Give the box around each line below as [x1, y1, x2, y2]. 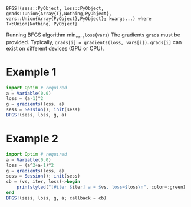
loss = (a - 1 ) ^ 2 [6, 96, 44, 102]
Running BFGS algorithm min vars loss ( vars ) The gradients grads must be [6, 31, 181, 39]
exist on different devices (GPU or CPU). [6, 45, 104, 52]
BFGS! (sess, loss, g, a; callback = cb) [6, 195, 107, 201]
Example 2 [6, 132, 59, 145]
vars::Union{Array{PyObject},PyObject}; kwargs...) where [6, 16, 152, 22]
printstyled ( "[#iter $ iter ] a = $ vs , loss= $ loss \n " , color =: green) [17, 184, 186, 191]
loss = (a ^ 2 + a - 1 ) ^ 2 [6, 162, 54, 168]
